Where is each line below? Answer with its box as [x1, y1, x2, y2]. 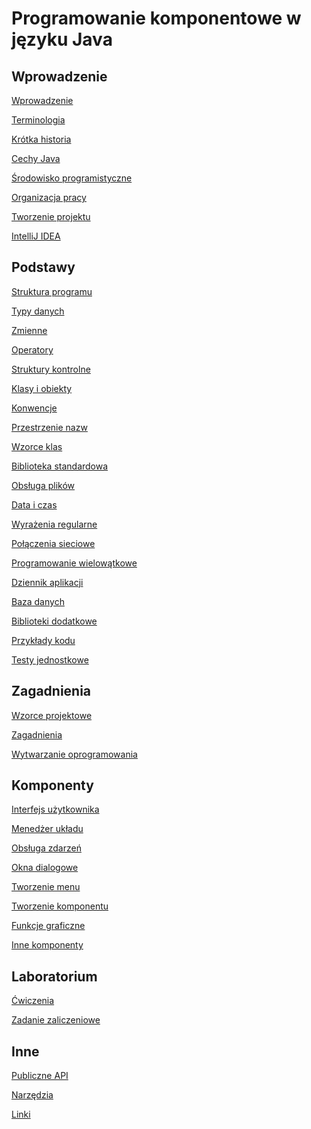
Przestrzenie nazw [11, 421, 88, 433]
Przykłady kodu [11, 634, 76, 646]
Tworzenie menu [11, 881, 81, 893]
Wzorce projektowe [11, 709, 93, 721]
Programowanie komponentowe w [11, 7, 302, 30]
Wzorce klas [11, 440, 63, 452]
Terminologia [11, 114, 66, 126]
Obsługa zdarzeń [11, 842, 82, 854]
